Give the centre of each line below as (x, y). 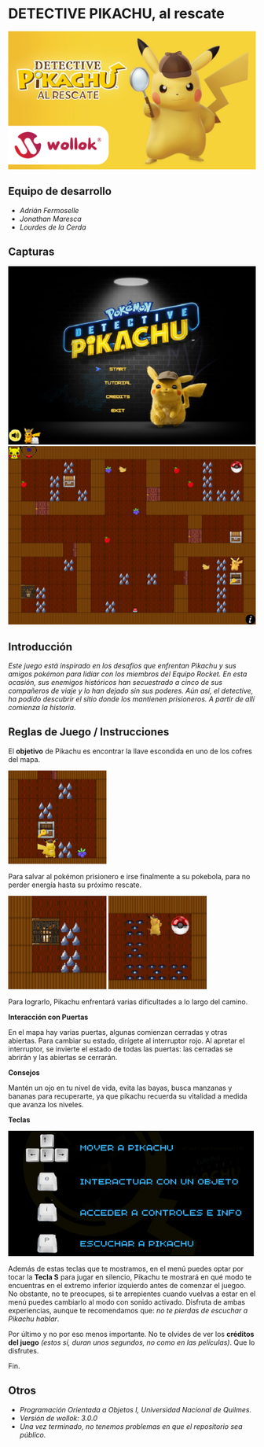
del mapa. (24, 759)
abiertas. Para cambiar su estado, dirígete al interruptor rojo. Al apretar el (126, 1040)
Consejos (24, 1072)
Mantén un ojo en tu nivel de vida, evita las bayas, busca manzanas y (120, 1088)
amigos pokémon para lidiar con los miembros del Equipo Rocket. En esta (128, 674)
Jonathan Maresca (51, 219)
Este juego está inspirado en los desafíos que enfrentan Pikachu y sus (123, 665)
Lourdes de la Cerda (53, 227)
